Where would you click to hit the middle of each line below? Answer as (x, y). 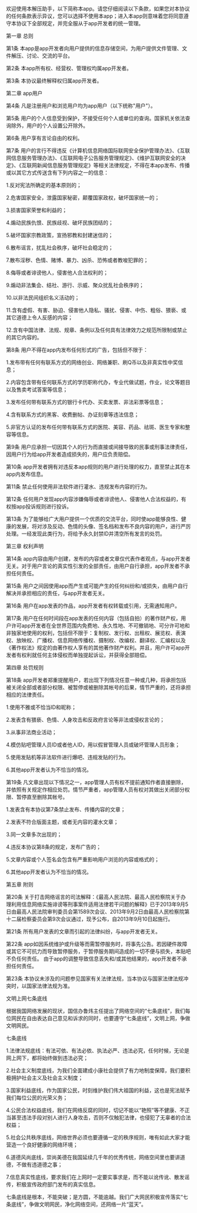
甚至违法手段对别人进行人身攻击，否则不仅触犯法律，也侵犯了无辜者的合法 (101, 1117)
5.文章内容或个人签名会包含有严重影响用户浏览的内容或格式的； (83, 859)
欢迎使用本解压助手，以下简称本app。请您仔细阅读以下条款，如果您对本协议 (98, 9)
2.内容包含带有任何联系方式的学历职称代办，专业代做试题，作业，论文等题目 (98, 382)
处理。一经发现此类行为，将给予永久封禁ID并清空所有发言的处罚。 (86, 534)
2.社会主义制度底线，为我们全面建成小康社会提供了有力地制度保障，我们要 (96, 1070)
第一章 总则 (20, 36)
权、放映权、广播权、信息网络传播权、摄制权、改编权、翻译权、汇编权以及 (96, 640)
